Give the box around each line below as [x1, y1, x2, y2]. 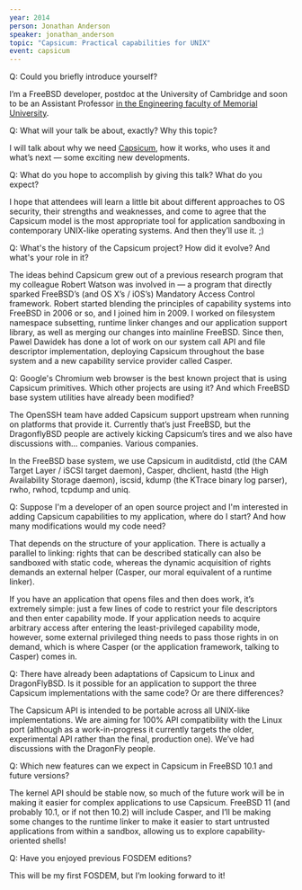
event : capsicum [9, 47, 70, 56]
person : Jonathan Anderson [9, 22, 111, 31]
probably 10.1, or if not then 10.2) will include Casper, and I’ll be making [9, 806, 271, 818]
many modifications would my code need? [9, 521, 166, 531]
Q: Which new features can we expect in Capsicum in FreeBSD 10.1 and [9, 761, 273, 771]
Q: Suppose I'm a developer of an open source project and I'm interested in [9, 502, 289, 512]
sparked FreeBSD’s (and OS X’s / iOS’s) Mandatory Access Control [9, 289, 255, 299]
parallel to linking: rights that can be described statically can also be [9, 547, 262, 558]
